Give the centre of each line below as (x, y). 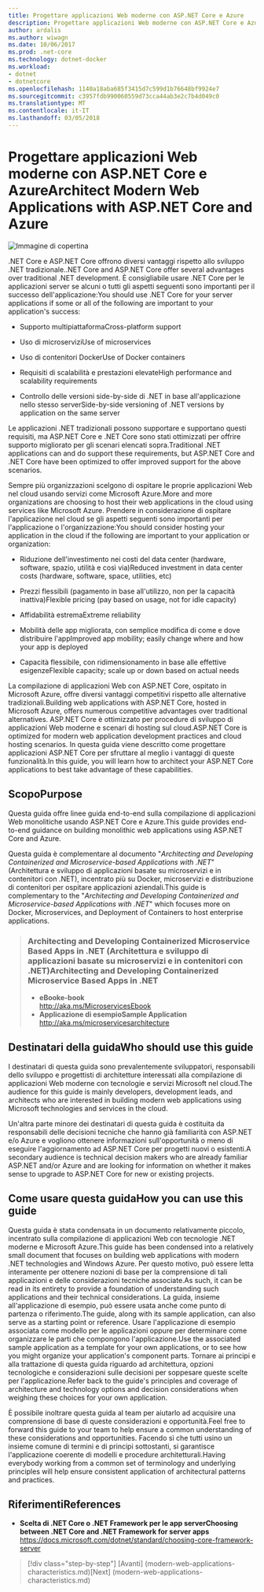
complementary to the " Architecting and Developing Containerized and (123, 895)
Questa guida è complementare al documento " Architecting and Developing (131, 854)
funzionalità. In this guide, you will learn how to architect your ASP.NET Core (131, 761)
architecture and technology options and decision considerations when (123, 1389)
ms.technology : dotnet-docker (58, 60)
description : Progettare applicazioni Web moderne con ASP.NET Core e (126, 23)
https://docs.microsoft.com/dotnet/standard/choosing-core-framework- (136, 1540)
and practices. (31, 1479)
